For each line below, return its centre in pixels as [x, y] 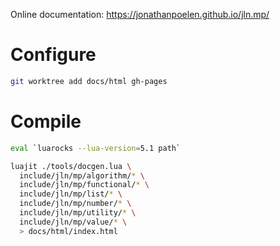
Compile [46, 121]
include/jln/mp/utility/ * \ [78, 213]
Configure [53, 55]
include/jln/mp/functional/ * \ [84, 185]
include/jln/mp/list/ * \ [71, 194]
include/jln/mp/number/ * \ [75, 204]
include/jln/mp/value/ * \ [73, 222]
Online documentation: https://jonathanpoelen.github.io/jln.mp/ [140, 14]
